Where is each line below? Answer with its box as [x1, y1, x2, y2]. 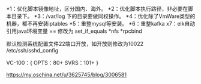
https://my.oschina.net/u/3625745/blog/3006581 [6, 71, 127, 78]
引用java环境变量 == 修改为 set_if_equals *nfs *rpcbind [6, 27, 142, 35]
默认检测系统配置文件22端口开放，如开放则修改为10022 [6, 41, 144, 47]
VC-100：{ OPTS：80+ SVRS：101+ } [6, 59, 99, 66]
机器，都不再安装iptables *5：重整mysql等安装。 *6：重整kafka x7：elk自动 [6, 20, 196, 27]
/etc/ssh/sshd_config [6, 47, 59, 54]
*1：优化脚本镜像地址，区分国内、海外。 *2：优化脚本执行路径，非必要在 [6, 5, 188, 12]
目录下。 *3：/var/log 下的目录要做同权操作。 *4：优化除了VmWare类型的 [11, 13, 196, 20]
